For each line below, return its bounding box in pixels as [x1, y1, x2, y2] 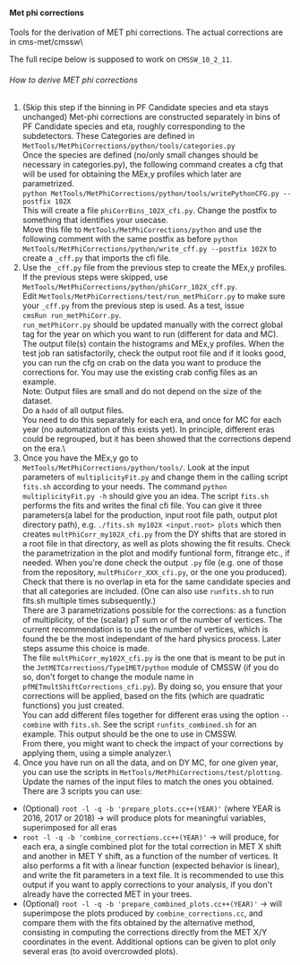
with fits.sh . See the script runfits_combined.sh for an [52, 719, 257, 730]
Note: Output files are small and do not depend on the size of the [21, 386, 262, 397]
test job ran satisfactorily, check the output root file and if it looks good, [21, 348, 287, 358]
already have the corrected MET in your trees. [21, 889, 193, 900]
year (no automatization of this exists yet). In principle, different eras [21, 424, 275, 435]
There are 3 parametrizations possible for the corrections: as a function [21, 605, 287, 616]
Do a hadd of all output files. [21, 405, 124, 416]
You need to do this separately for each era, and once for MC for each [21, 415, 282, 426]
